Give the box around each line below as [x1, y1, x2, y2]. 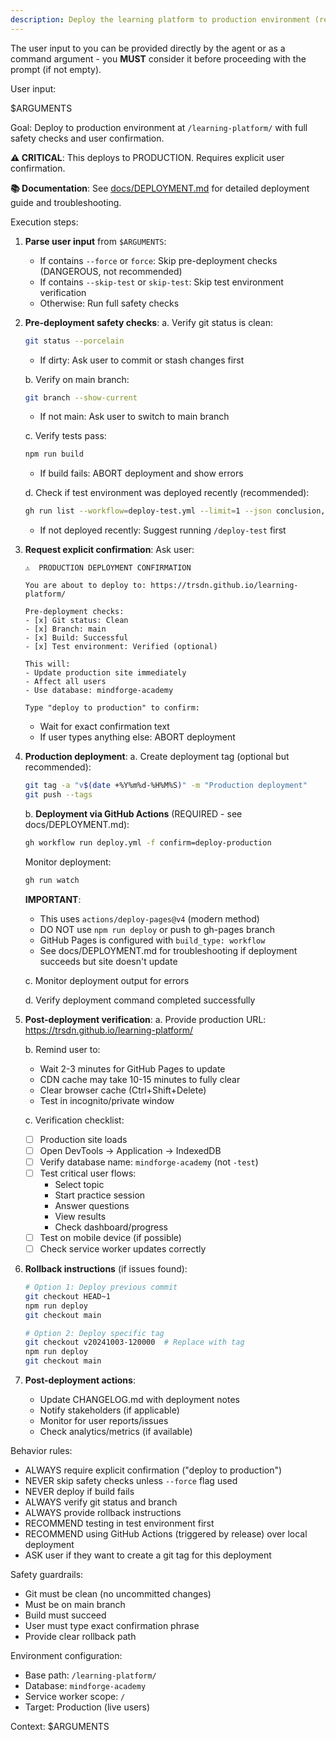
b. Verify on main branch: [24, 373, 130, 385]
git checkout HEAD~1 [24, 1291, 111, 1301]
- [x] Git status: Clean [24, 616, 129, 626]
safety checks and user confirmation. [10, 132, 165, 144]
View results [54, 1210, 107, 1222]
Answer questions [54, 1199, 130, 1211]
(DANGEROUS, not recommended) [39, 265, 183, 277]
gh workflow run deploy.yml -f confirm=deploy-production [24, 837, 272, 848]
